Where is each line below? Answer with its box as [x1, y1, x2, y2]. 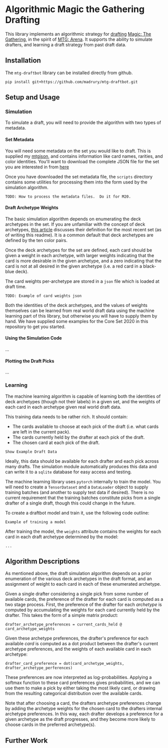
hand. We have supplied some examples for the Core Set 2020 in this [5, 318, 148, 324]
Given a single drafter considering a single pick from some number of [5, 591, 149, 597]
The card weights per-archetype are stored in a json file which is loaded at [5, 278, 159, 284]
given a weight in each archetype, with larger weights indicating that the [5, 252, 154, 258]
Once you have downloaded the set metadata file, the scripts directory [5, 173, 153, 179]
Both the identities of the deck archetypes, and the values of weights [5, 302, 148, 308]
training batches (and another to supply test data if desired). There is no [5, 489, 154, 495]
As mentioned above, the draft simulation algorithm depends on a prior [5, 571, 151, 577]
